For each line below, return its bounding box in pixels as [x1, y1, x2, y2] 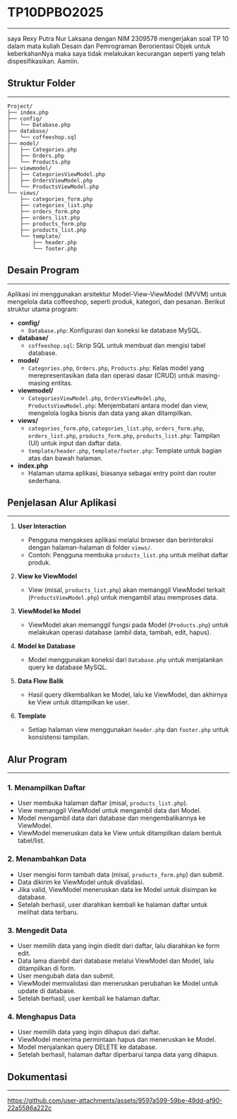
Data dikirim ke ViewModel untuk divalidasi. [17, 878, 145, 886]
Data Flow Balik [17, 677, 64, 685]
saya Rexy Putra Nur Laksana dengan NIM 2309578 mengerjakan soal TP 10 [7, 34, 229, 42]
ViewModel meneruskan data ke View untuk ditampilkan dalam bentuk [17, 829, 222, 837]
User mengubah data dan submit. [17, 972, 115, 980]
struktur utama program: [7, 305, 79, 313]
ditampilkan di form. [17, 964, 76, 973]
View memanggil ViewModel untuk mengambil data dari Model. [17, 806, 202, 815]
